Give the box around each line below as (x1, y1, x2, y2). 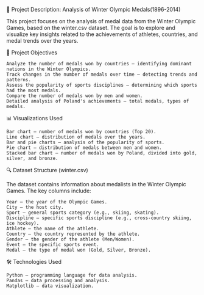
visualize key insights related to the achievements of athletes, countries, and (6, 31, 198, 38)
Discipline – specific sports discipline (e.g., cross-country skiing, (6, 215, 192, 221)
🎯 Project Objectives (6, 49, 58, 56)
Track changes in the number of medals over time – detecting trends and (6, 71, 198, 78)
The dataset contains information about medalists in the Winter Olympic (6, 181, 187, 188)
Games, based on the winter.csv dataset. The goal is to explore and (6, 24, 175, 31)
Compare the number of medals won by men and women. (6, 93, 143, 99)
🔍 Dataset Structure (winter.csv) (6, 167, 88, 173)
